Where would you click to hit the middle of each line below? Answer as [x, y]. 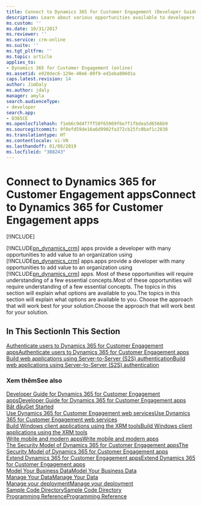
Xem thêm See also [34, 381]
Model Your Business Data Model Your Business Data [72, 470]
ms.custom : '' [24, 23]
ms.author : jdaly [28, 90]
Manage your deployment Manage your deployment [70, 483]
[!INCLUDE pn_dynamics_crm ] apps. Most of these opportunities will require [100, 274]
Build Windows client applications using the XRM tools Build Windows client [99, 426]
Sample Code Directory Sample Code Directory [64, 490]
